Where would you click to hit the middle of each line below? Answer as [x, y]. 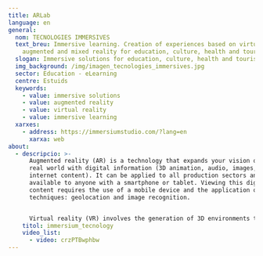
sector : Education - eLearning [66, 74]
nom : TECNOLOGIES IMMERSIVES [63, 37]
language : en [29, 23]
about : [19, 146]
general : [22, 30]
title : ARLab [29, 15]
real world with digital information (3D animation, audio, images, [143, 168]
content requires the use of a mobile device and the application [139, 190]
